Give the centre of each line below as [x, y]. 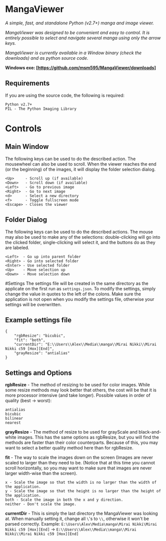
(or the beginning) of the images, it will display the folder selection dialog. [80, 169]
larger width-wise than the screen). [41, 473]
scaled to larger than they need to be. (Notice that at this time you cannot [80, 463]
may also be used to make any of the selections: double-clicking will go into [83, 237]
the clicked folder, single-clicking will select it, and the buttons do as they [80, 242]
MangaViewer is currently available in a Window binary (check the [73, 53]
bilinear [14, 419]
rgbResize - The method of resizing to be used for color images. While [78, 385]
